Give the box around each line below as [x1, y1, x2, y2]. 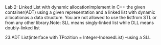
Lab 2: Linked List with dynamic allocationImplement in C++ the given [5, 4, 145, 10]
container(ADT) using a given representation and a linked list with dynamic [5, 9, 156, 15]
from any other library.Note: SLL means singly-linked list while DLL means [5, 20, 154, 25]
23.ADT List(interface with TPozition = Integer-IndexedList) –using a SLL [5, 34, 151, 40]
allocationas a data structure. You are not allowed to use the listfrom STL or [5, 15, 157, 20]
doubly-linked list [5, 25, 40, 31]
